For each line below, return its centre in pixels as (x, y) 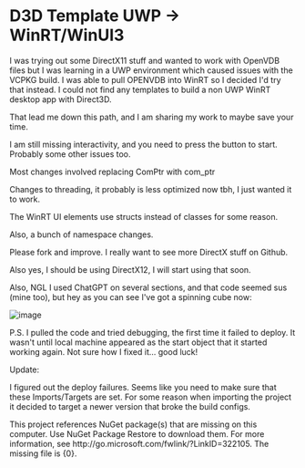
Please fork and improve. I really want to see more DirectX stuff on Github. (149, 252)
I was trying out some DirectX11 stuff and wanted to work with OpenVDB (145, 60)
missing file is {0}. (43, 453)
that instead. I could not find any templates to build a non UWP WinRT (140, 89)
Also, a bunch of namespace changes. (81, 234)
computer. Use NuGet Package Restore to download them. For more (137, 433)
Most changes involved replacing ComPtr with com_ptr (112, 172)
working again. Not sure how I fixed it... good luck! (104, 351)
